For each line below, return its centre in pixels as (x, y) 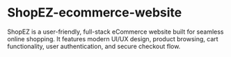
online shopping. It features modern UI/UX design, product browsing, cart (113, 38)
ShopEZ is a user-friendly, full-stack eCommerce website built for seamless (115, 32)
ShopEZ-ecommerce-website (95, 13)
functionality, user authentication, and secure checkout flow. (94, 46)
